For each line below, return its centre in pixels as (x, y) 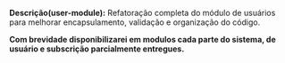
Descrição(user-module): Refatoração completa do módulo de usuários (142, 13)
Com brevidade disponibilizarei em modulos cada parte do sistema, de (142, 39)
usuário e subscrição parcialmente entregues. (97, 49)
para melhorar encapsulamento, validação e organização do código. (135, 22)
